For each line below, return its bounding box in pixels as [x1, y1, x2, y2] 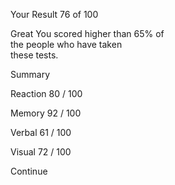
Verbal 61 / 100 [10, 127, 72, 138]
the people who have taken [10, 39, 123, 50]
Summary [10, 69, 51, 80]
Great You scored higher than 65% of [10, 28, 165, 39]
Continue [10, 165, 48, 177]
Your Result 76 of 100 [10, 9, 99, 20]
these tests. [10, 49, 59, 61]
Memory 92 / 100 [10, 107, 82, 119]
